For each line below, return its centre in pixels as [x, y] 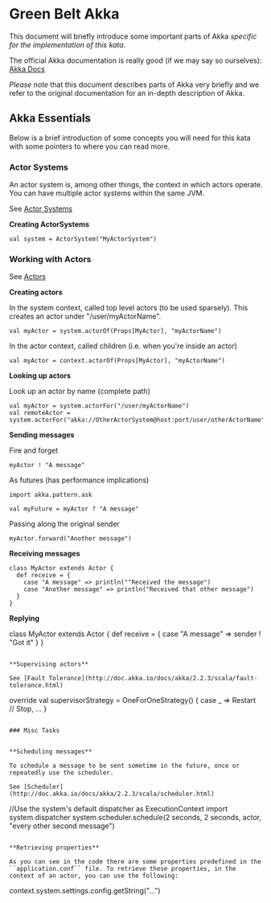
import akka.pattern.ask [51, 495]
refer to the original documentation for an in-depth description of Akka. [127, 92]
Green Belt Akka [64, 14]
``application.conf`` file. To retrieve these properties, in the [123, 869]
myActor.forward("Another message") [70, 539]
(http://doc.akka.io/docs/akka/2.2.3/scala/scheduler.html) [112, 794]
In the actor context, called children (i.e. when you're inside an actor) [123, 346]
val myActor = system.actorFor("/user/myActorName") [99, 406]
